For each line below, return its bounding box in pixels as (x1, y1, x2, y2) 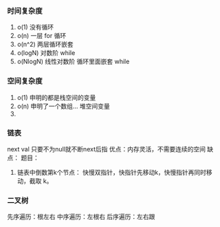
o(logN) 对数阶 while (16, 49, 76, 57)
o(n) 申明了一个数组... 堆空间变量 (16, 102, 110, 110)
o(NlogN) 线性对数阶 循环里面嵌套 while (16, 57, 130, 66)
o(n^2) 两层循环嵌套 (16, 40, 74, 49)
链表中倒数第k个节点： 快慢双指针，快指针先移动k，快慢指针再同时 (16, 168, 207, 176)
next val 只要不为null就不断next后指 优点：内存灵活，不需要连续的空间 (7, 144, 206, 153)
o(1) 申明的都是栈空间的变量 (16, 93, 96, 101)
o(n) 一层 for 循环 (16, 32, 67, 40)
